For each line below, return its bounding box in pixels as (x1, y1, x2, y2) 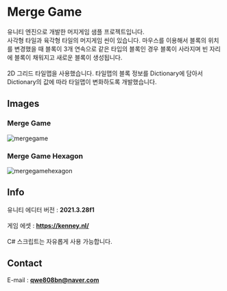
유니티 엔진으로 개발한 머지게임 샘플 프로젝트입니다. (7, 27, 145, 36)
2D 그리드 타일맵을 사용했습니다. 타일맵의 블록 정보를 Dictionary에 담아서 (7, 69, 204, 77)
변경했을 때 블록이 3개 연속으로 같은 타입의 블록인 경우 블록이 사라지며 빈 (14, 45, 208, 53)
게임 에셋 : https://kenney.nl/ (7, 221, 89, 229)
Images (7, 98, 40, 110)
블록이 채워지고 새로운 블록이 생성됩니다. (14, 53, 123, 62)
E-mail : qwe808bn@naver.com (7, 275, 99, 284)
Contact (7, 257, 43, 269)
